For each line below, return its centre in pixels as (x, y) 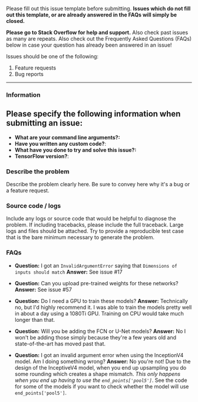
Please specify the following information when (93, 114)
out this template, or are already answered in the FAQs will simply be (92, 15)
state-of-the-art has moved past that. (60, 344)
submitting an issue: (44, 123)
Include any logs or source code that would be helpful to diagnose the (91, 219)
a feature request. (28, 190)
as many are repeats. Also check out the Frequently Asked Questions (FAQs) (99, 39)
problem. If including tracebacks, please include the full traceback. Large (95, 225)
